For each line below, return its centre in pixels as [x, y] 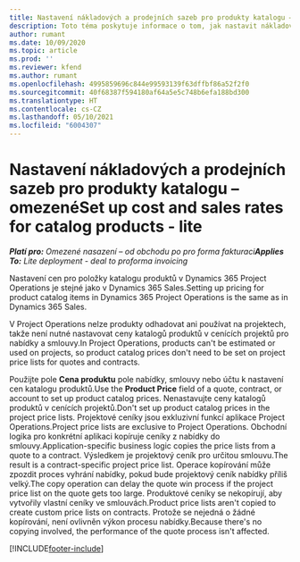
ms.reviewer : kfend [46, 68]
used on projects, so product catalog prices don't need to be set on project [147, 352]
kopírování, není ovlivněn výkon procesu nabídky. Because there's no [136, 521]
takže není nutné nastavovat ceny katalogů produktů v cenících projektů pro [149, 333]
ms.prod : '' [31, 59]
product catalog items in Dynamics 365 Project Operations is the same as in [149, 297]
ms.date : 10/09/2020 [48, 42]
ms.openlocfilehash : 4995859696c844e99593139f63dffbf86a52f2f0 [129, 84]
